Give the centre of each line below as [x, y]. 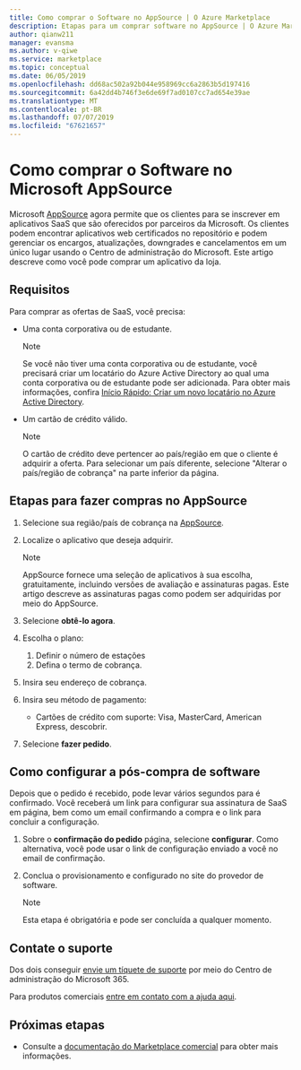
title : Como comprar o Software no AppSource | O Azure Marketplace [140, 17]
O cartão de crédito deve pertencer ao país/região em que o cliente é [150, 453]
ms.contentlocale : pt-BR [56, 109]
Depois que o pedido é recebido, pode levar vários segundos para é [135, 793]
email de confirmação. [64, 859]
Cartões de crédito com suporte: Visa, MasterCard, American [149, 717]
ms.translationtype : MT [54, 101]
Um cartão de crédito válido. [75, 419]
